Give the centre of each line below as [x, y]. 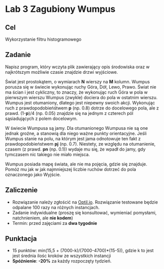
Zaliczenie [21, 190]
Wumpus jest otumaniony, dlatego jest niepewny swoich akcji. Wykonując [80, 103]
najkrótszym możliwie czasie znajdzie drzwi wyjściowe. [61, 72]
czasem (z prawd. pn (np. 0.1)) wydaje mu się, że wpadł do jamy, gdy [75, 149]
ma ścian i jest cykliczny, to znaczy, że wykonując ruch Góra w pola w [77, 92]
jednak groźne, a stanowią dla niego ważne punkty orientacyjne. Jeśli [76, 133]
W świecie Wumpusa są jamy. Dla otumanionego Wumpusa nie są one [77, 128]
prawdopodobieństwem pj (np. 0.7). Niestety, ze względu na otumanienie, [80, 144]
